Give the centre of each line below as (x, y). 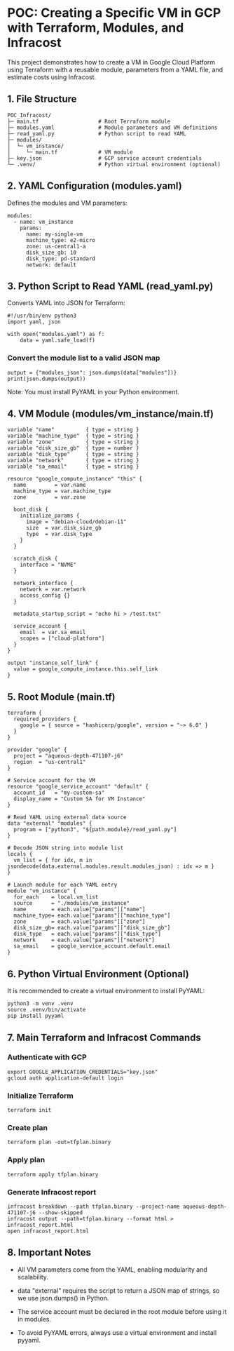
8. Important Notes (49, 1252)
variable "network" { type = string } (73, 461)
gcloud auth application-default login (66, 1078)
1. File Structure (42, 99)
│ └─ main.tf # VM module (70, 152)
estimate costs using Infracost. (52, 77)
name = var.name (50, 485)
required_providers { (45, 719)
